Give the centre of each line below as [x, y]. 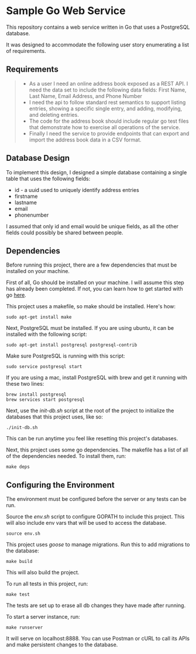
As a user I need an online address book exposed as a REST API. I [109, 83]
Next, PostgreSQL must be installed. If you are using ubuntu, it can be [90, 328]
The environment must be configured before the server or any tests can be [96, 499]
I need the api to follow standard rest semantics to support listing [107, 102]
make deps [18, 467]
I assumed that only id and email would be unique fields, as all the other [92, 226]
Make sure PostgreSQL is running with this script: [66, 356]
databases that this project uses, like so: [55, 417]
